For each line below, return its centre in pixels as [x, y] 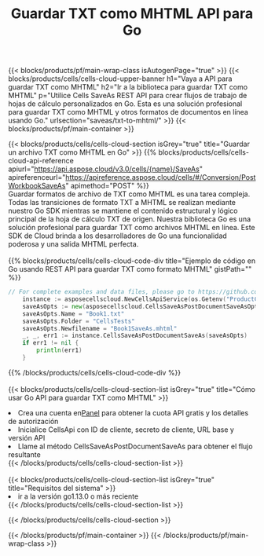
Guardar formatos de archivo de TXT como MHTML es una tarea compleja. [129, 194]
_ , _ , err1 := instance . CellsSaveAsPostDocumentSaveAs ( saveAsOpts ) [135, 336]
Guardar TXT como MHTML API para [132, 14]
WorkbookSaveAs [37, 186]
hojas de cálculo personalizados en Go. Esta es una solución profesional [125, 104]
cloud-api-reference [41, 161]
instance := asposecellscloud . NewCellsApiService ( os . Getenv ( [124, 299]
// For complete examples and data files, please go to [101, 292]
